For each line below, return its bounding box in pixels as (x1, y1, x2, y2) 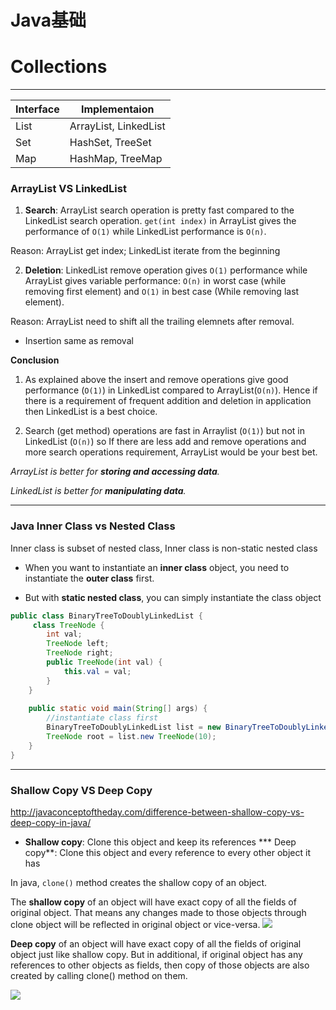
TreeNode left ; (46, 639, 110, 649)
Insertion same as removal (24, 335, 134, 347)
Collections (10, 56, 108, 78)
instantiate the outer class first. (24, 572, 155, 584)
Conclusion (10, 354, 60, 366)
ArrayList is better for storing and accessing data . (10, 466, 220, 478)
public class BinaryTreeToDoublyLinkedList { (10, 611, 203, 621)
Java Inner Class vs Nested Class (10, 519, 176, 533)
